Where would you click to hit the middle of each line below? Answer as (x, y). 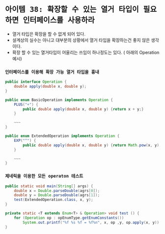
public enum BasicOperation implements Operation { (59, 100)
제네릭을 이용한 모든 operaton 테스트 (44, 176)
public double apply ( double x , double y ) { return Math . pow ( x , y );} (93, 145)
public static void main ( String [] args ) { (49, 186)
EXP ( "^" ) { (25, 140)
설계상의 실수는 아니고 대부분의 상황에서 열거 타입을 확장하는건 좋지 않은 (81, 40)
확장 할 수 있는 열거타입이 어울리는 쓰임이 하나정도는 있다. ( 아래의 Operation (86, 52)
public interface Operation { (36, 82)
